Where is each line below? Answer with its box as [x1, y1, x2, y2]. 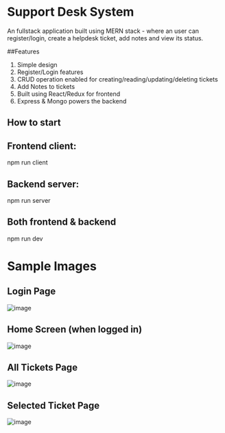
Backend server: [7, 178, 80, 190]
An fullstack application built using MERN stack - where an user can [7, 27, 200, 35]
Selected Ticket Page [7, 399, 100, 411]
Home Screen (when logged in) [7, 323, 143, 336]
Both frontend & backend [7, 216, 117, 228]
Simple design [16, 60, 58, 69]
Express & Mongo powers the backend [16, 97, 127, 105]
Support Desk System [7, 4, 134, 20]
